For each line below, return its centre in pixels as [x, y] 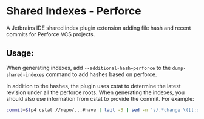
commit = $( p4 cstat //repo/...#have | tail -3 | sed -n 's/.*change [93, 110]
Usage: [20, 53]
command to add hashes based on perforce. [101, 74]
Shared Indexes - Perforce [74, 11]
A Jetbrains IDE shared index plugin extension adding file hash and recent [99, 28]
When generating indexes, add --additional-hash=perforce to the [89, 68]
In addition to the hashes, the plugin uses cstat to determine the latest [93, 86]
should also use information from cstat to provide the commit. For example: [100, 98]
